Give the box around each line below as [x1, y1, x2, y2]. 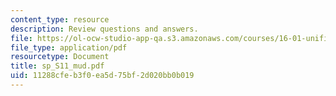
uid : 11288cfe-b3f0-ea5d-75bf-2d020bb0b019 [10, 71, 195, 81]
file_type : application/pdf [10, 42, 128, 53]
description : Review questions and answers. [10, 24, 199, 34]
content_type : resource [10, 14, 110, 25]
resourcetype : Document [10, 52, 110, 62]
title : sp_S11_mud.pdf [10, 61, 105, 71]
